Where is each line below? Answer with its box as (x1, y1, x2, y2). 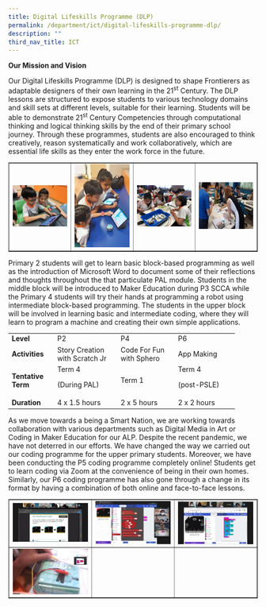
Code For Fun (120, 345, 165, 354)
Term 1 (120, 376, 144, 385)
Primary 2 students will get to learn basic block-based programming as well (8, 258, 255, 268)
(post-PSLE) (177, 380, 220, 389)
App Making (177, 350, 218, 359)
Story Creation (57, 345, 104, 354)
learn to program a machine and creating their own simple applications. (8, 317, 241, 327)
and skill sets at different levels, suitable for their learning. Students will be (8, 102, 251, 112)
